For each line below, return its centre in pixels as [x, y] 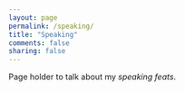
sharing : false [37, 51]
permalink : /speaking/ [51, 26]
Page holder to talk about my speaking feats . [92, 77]
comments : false [39, 43]
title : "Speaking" [43, 34]
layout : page [33, 18]
